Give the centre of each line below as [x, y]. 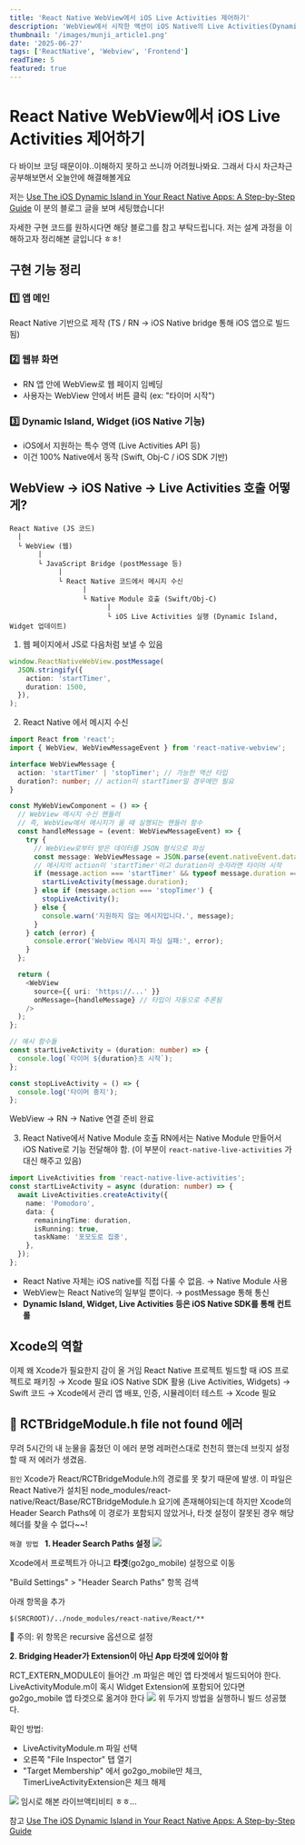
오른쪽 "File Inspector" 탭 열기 [77, 1759]
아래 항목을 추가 [38, 1601]
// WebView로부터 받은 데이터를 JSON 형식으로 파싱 [119, 848]
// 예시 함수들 [33, 1042]
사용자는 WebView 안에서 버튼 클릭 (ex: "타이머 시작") [118, 395]
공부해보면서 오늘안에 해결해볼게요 [70, 177]
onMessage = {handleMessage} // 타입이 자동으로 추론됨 [128, 1000]
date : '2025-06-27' [46, 43]
